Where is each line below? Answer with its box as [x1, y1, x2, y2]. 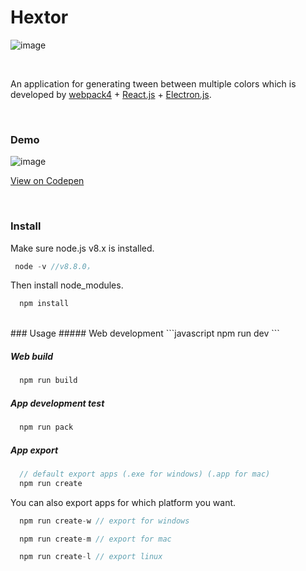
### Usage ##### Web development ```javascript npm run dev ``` [10, 327, 280, 340]
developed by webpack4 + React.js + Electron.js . [10, 88, 212, 100]
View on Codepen [10, 175, 85, 187]
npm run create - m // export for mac [19, 534, 172, 544]
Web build [10, 350, 54, 362]
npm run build [19, 376, 78, 386]
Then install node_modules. [10, 279, 124, 291]
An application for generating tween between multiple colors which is [10, 77, 297, 90]
